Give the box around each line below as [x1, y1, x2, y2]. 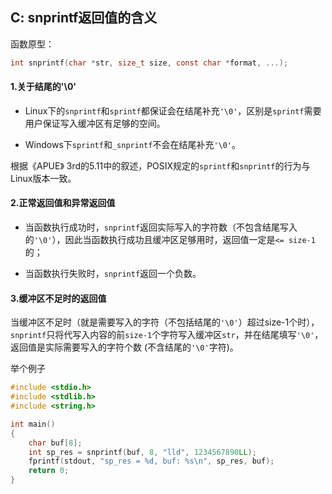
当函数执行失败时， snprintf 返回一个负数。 [24, 268, 202, 280]
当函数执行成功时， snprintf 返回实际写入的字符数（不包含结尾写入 [24, 221, 298, 233]
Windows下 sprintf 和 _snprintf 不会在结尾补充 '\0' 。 [24, 138, 242, 150]
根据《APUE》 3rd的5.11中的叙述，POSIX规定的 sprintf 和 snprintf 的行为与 [10, 159, 311, 172]
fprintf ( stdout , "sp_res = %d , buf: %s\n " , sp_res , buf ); [28, 456, 275, 467]
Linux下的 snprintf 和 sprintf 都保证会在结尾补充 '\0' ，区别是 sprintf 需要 [24, 104, 322, 117]
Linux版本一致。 [10, 172, 77, 184]
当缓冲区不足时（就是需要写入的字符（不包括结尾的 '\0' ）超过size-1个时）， [10, 316, 320, 328]
